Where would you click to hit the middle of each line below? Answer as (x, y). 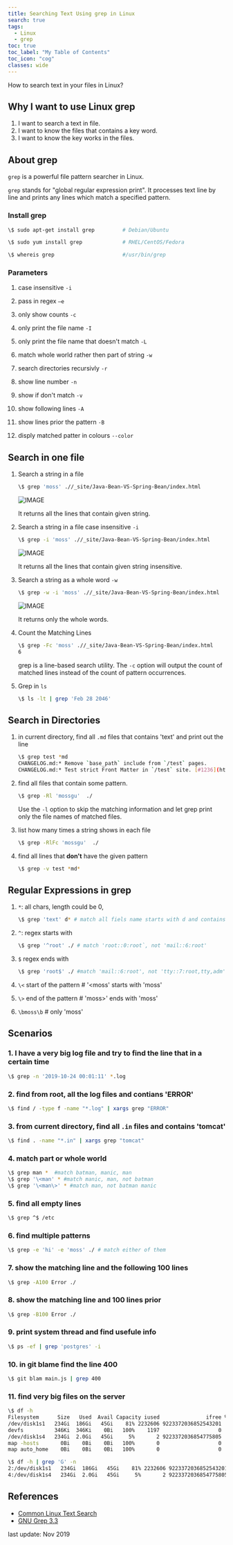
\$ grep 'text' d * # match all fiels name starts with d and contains (122, 920)
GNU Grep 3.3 (38, 1521)
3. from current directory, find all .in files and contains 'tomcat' (117, 1126)
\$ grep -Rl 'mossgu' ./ (55, 796)
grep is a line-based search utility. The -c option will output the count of (120, 665)
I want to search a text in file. (59, 123)
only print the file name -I (55, 328)
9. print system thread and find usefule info (82, 1332)
